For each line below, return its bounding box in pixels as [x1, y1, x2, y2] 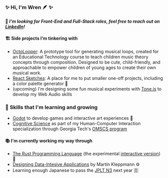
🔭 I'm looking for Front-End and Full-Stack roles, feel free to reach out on [5, 18, 160, 24]
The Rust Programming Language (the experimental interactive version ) [12, 151, 160, 157]
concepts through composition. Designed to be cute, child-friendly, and [12, 59, 160, 65]
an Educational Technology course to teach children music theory [12, 54, 149, 60]
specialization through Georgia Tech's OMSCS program [12, 126, 127, 132]
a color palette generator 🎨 [12, 80, 68, 86]
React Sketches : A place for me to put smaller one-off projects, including [12, 75, 163, 81]
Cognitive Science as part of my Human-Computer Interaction [12, 121, 141, 127]
